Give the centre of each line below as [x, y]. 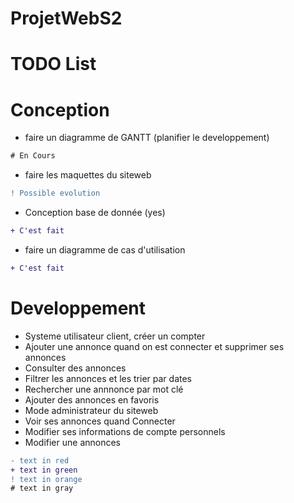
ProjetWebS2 [66, 18]
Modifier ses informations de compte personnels [125, 431]
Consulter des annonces [75, 368]
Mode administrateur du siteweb [91, 410]
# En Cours [33, 156]
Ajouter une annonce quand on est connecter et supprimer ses [154, 346]
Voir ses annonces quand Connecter [100, 421]
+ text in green [44, 470]
